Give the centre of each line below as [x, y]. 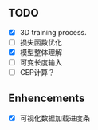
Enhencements [47, 98]
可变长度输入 [41, 62]
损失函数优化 [41, 42]
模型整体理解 [41, 52]
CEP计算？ [37, 73]
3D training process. [53, 32]
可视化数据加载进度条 [55, 118]
